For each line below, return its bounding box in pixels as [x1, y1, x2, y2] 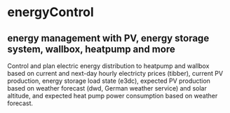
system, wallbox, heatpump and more [7, 43, 175, 55]
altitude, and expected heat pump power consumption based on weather [7, 92, 218, 100]
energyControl [7, 4, 95, 20]
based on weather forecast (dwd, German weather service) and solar [7, 84, 207, 92]
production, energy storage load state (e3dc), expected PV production [7, 77, 210, 85]
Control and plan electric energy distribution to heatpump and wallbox [7, 62, 210, 70]
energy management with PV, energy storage [7, 32, 210, 44]
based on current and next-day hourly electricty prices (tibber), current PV [7, 69, 223, 77]
